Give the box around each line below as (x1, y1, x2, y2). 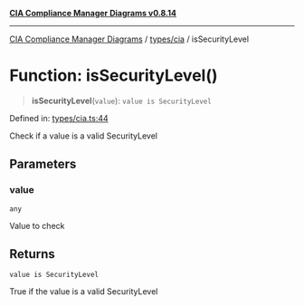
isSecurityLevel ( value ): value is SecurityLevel (31, 95, 213, 106)
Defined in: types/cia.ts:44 (9, 112, 109, 123)
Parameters (9, 157, 77, 172)
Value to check (9, 220, 65, 231)
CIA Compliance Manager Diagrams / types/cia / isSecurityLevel (9, 33, 250, 44)
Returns (9, 246, 56, 262)
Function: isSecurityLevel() (9, 65, 219, 86)
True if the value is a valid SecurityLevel (9, 286, 158, 297)
